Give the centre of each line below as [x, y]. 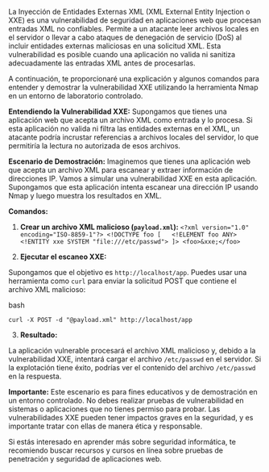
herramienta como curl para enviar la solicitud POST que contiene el [123, 281]
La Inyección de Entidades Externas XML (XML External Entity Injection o [129, 12]
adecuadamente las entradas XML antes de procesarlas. [102, 63]
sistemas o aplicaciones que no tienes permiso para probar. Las [114, 409]
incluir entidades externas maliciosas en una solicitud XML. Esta [115, 46]
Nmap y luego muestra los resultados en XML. [85, 196]
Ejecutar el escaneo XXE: [63, 257]
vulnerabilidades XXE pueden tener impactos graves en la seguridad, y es [131, 418]
